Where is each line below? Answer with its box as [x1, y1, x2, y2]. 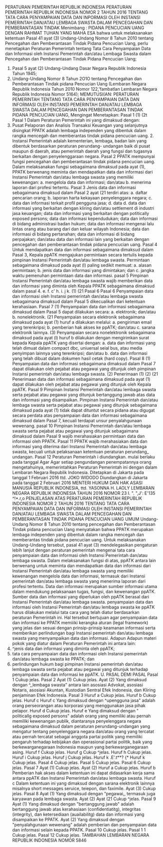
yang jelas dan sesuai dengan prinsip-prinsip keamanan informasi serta [12, 625, 156, 630]
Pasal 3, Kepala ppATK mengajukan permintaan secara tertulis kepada [12, 252, 153, 257]
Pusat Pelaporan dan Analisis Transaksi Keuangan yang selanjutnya [12, 122, 147, 128]
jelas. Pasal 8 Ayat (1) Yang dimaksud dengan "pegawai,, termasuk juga [12, 791, 156, 796]
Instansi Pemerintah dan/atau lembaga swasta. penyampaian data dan [12, 599, 153, 605]
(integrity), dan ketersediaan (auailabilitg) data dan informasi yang [12, 811, 145, 817]
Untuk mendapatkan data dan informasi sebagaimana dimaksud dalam [12, 247, 154, 253]
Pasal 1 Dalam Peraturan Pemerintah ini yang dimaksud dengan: [12, 117, 140, 123]
